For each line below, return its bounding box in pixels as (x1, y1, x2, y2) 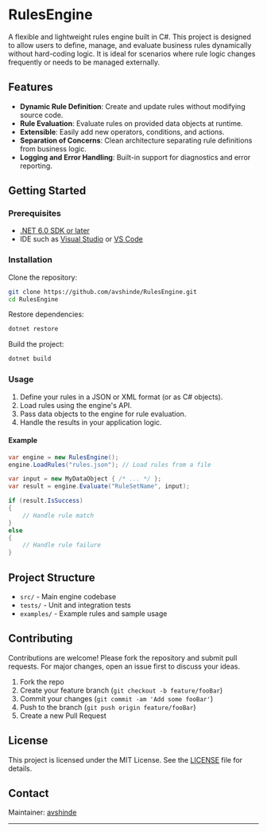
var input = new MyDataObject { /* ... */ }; (8, 475, 161, 483)
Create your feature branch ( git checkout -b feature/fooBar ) (19, 685, 223, 695)
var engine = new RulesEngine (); (8, 453, 119, 461)
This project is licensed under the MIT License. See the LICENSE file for (8, 755, 243, 764)
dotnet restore (8, 325, 59, 333)
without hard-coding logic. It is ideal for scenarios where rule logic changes (8, 49, 256, 58)
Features (8, 80, 53, 94)
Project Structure (8, 571, 95, 584)
